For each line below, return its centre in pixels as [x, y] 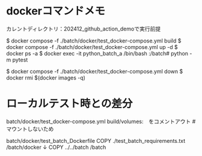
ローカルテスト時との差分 [69, 104]
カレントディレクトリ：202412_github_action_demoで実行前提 [84, 29]
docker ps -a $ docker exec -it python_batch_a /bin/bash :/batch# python [97, 53]
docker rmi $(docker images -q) [46, 78]
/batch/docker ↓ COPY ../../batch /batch [56, 147]
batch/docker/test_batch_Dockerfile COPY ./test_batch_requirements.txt [96, 140]
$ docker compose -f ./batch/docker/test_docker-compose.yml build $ [94, 41]
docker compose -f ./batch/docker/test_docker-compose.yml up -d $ [92, 47]
